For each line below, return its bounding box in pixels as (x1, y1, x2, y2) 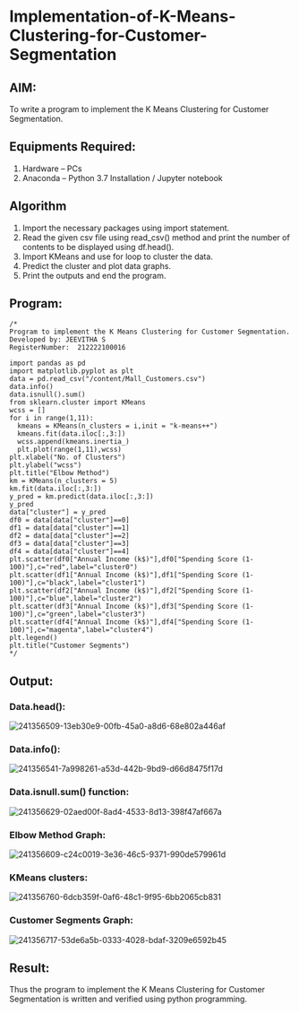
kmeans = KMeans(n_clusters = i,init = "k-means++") (17, 421, 218, 431)
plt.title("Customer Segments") (9, 641, 130, 651)
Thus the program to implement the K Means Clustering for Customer (9, 984, 266, 995)
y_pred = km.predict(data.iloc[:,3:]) (9, 492, 154, 501)
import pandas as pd (9, 359, 87, 368)
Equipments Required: (9, 139, 136, 154)
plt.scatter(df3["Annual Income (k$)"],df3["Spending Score (9, 602, 239, 611)
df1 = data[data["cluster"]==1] (9, 524, 130, 532)
